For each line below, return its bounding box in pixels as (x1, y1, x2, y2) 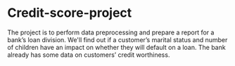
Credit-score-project (7, 5, 132, 21)
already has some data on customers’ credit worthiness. (7, 51, 170, 59)
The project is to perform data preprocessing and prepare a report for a (7, 28, 215, 37)
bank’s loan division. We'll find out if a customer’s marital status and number (7, 35, 228, 44)
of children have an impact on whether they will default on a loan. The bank (7, 43, 227, 51)
